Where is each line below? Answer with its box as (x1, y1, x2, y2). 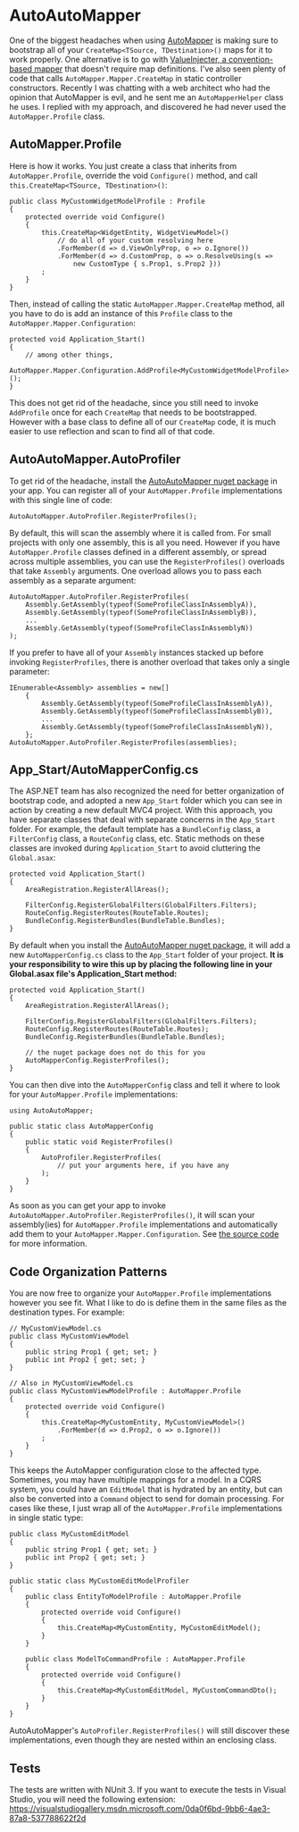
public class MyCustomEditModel (9, 1530, 129, 1539)
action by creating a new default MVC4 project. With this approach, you (9, 805, 273, 816)
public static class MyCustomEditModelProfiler (9, 1576, 190, 1586)
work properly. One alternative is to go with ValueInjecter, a (9, 54, 228, 64)
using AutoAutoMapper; (9, 1106, 94, 1115)
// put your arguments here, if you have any (56, 1161, 229, 1171)
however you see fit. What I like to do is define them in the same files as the (9, 1298, 287, 1308)
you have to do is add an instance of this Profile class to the (9, 307, 234, 318)
